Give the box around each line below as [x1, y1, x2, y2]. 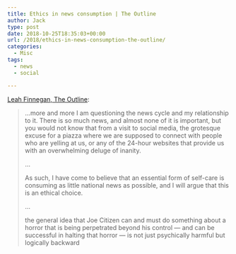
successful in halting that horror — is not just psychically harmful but [24, 231, 225, 239]
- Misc [13, 50, 33, 57]
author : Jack [7, 17, 46, 24]
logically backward [24, 238, 80, 247]
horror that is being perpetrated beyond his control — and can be [24, 223, 216, 231]
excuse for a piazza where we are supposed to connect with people [24, 131, 223, 140]
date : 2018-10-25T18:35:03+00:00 [7, 30, 106, 37]
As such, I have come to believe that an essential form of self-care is [24, 174, 225, 182]
